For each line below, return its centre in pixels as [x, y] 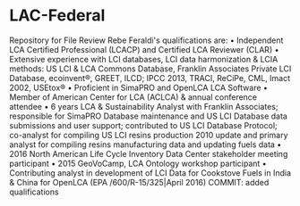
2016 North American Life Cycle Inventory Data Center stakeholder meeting [149, 153]
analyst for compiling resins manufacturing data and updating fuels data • [146, 144]
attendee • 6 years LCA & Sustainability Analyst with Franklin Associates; [144, 106]
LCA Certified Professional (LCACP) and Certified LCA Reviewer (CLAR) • [144, 49]
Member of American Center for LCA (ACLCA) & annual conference [133, 97]
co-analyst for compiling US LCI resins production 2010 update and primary [149, 135]
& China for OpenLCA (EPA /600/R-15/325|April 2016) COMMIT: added [139, 182]
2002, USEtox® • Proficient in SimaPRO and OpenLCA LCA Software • [139, 87]
